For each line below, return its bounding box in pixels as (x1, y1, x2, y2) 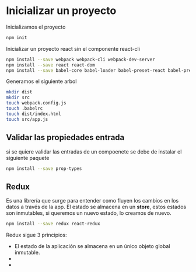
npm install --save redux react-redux (6, 221, 100, 227)
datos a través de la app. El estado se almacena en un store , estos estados (6, 203, 187, 211)
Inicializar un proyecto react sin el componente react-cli (6, 45, 140, 52)
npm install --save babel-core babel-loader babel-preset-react (6, 67, 166, 74)
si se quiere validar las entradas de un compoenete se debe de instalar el (6, 148, 182, 155)
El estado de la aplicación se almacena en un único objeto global (14, 243, 170, 250)
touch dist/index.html (6, 111, 61, 117)
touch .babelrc (6, 106, 43, 111)
